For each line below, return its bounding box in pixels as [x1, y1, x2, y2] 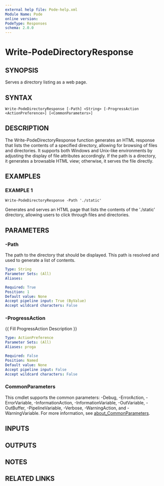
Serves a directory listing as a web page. [5, 79, 87, 85]
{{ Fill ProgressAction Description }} [5, 326, 77, 332]
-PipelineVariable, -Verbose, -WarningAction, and [26, 405, 126, 411]
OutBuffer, [5, 405, 26, 411]
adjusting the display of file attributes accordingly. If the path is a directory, [5, 153, 157, 159]
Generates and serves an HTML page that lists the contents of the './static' [5, 207, 156, 213]
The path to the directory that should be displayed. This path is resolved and [5, 252, 159, 258]
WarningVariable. [5, 410, 40, 416]
